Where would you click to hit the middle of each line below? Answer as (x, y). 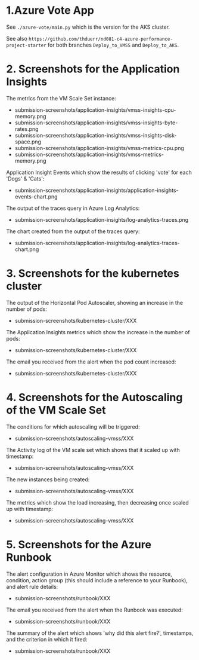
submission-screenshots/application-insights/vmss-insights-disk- (96, 135)
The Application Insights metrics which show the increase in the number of (98, 332)
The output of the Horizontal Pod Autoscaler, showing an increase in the (95, 302)
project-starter (26, 45)
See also (17, 38)
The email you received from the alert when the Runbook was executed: (94, 610)
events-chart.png (36, 196)
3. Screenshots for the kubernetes (93, 274)
